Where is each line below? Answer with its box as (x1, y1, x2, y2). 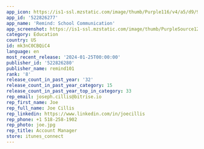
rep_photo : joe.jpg (6, 122, 56, 128)
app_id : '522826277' (6, 15, 59, 21)
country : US (6, 37, 36, 43)
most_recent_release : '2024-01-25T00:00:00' (6, 54, 121, 60)
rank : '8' (6, 71, 32, 77)
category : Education (6, 32, 59, 38)
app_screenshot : (6, 26, 47, 32)
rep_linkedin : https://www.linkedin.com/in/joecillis (6, 111, 146, 117)
